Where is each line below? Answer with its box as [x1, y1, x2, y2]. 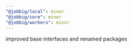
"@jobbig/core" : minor [5, 14, 62, 20]
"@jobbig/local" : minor [5, 8, 65, 15]
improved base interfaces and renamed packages [5, 36, 127, 43]
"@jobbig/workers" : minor [5, 19, 69, 25]
